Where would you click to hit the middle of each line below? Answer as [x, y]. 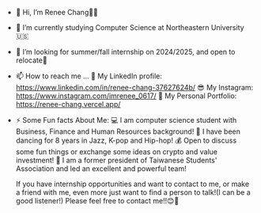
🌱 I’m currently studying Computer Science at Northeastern [112, 27]
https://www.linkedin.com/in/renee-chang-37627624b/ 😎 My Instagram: [134, 87]
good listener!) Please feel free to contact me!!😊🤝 [97, 201]
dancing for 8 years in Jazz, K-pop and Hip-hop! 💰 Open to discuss [126, 140]
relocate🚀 [31, 60]
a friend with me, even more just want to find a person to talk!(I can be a [133, 192]
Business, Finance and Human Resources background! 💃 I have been [128, 131]
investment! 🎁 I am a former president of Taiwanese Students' [116, 160]
